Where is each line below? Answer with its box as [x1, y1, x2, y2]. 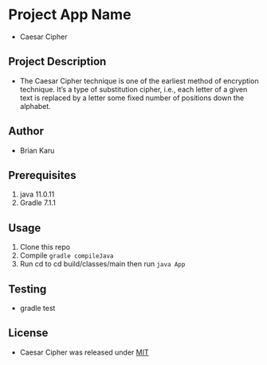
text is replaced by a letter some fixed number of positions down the [19, 93, 245, 103]
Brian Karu [19, 146, 55, 155]
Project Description [8, 55, 107, 68]
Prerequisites [8, 169, 77, 182]
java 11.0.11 [19, 189, 55, 200]
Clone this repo [19, 243, 70, 252]
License [8, 326, 49, 340]
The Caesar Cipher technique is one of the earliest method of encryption [19, 76, 259, 85]
